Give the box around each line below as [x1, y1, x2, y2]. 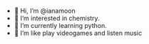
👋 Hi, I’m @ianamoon [14, 7, 76, 15]
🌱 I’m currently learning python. [14, 22, 107, 29]
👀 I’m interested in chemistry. [14, 14, 100, 22]
